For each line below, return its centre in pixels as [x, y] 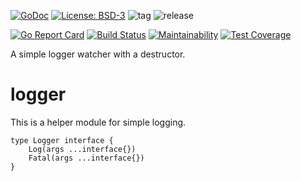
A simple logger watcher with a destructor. [98, 54]
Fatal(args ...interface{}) [86, 158]
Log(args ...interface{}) [82, 149]
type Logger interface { [62, 140]
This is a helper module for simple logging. [98, 122]
